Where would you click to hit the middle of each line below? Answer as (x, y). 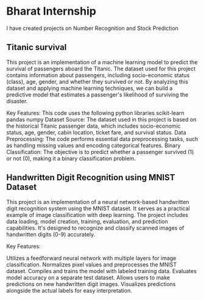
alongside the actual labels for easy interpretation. (69, 290)
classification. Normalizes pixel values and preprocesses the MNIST (92, 265)
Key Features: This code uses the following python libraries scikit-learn (95, 113)
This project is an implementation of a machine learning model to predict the (102, 62)
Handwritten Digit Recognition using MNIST (91, 177)
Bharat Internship (51, 11)
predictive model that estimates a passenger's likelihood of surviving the (97, 94)
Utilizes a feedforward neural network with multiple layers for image (91, 258)
